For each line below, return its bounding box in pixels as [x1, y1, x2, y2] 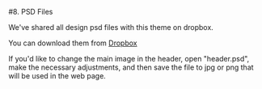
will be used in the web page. [8, 71, 107, 80]
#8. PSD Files [8, 7, 53, 16]
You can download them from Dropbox [8, 38, 137, 48]
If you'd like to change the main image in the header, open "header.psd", [8, 54, 250, 63]
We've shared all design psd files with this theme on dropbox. [8, 23, 214, 32]
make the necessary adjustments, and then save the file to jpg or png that [8, 62, 254, 72]
